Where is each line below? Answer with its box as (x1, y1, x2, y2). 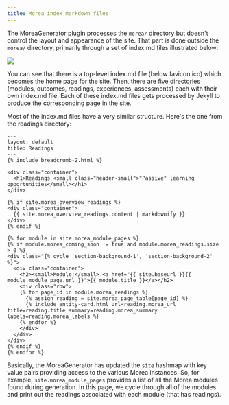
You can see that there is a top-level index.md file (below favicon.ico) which (7, 69, 221, 78)
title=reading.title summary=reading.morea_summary (7, 307, 158, 314)
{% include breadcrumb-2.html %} (7, 157, 103, 163)
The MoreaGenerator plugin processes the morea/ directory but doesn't (7, 29, 208, 37)
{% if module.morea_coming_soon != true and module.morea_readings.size (7, 241, 219, 248)
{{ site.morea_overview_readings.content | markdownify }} (13, 211, 186, 218)
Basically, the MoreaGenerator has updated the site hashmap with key (7, 361, 207, 369)
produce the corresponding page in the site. (7, 99, 132, 107)
